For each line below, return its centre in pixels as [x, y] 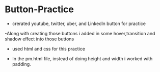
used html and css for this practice [48, 49]
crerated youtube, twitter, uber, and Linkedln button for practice [79, 23]
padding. [21, 64]
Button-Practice [39, 9]
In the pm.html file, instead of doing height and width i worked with [82, 58]
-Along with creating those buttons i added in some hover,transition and [80, 33]
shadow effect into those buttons [39, 39]
